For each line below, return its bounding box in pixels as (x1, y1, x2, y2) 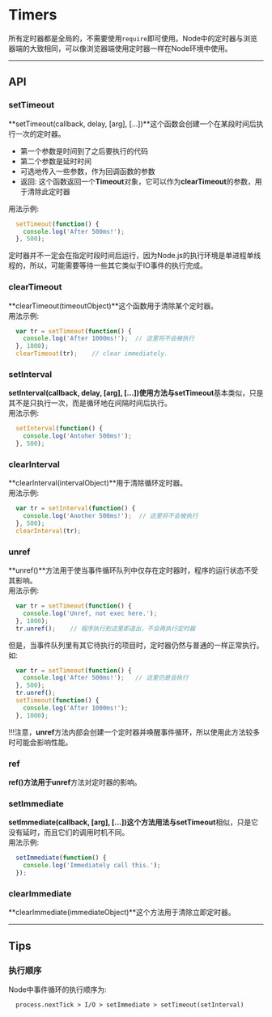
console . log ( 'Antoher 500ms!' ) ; (23, 432, 132, 440)
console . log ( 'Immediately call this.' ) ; (23, 862, 161, 870)
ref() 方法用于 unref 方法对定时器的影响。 (8, 777, 142, 786)
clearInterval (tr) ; (15, 527, 82, 535)
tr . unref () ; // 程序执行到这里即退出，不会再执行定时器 (15, 625, 196, 633)
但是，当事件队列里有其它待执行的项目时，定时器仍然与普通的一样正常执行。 (8, 640, 264, 650)
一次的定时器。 (15, 129, 66, 138)
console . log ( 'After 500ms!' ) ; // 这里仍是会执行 (23, 674, 189, 682)
